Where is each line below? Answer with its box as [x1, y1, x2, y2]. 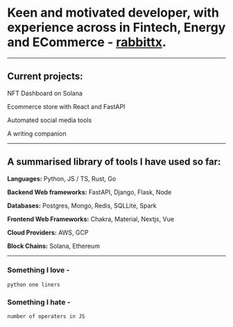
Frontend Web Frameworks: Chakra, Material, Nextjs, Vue [7, 215, 175, 223]
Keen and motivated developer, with [7, 5, 220, 21]
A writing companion [7, 129, 67, 137]
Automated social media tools [7, 116, 92, 124]
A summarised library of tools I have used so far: [7, 156, 221, 168]
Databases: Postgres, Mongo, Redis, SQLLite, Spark [7, 201, 157, 210]
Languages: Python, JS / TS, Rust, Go [7, 174, 116, 183]
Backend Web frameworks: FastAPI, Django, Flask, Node [7, 187, 172, 196]
